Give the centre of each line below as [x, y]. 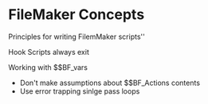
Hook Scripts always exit [49, 52]
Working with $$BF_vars [48, 67]
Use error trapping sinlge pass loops [80, 91]
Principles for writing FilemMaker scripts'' [77, 37]
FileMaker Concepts [77, 15]
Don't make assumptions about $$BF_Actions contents [110, 83]
